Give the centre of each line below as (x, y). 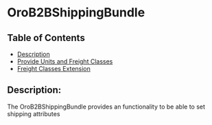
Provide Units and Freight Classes (65, 61)
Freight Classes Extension (54, 69)
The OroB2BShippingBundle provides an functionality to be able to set (106, 107)
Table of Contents (46, 38)
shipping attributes (34, 113)
